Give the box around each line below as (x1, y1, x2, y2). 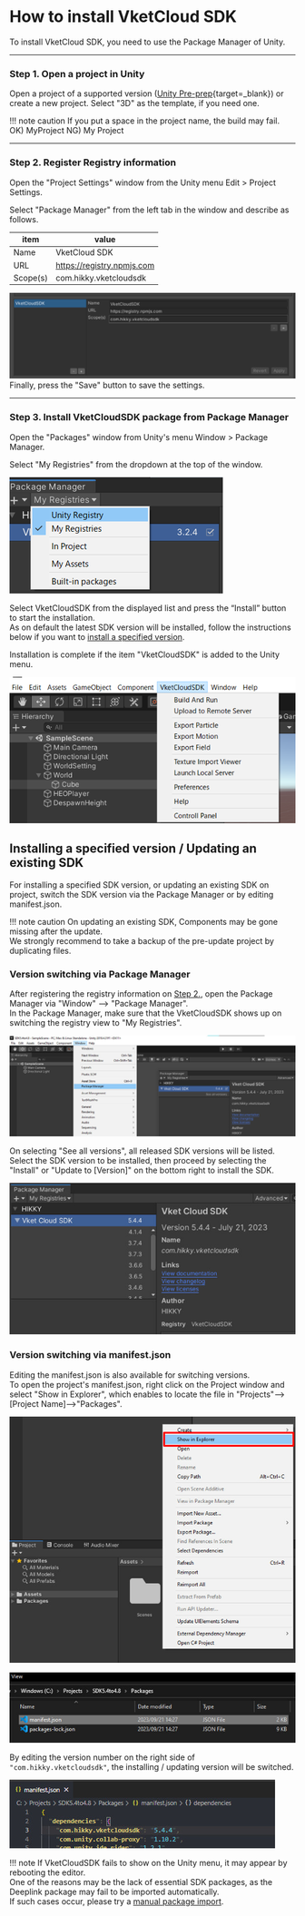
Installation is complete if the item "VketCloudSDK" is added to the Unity (9, 649, 280, 660)
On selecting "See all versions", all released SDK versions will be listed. (9, 1145, 275, 1156)
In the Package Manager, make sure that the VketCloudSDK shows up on (9, 1007, 282, 1018)
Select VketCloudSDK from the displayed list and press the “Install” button (9, 602, 287, 614)
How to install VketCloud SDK (9, 6, 238, 27)
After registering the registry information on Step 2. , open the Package (9, 987, 274, 999)
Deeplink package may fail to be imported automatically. (9, 1886, 220, 1898)
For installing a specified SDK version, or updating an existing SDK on (9, 879, 270, 890)
